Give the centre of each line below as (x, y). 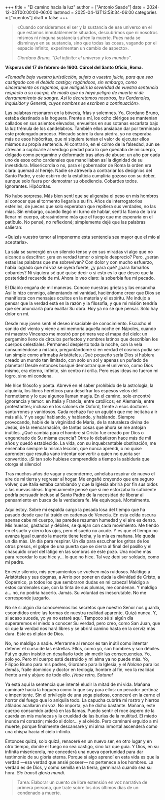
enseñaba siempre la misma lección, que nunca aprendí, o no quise (73, 448)
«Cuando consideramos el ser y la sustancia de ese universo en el (84, 27)
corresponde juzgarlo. (28, 598)
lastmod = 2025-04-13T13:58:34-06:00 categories (105, 12)
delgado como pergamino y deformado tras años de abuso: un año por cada (82, 155)
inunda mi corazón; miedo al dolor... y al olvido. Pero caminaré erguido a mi (82, 721)
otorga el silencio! (23, 464)
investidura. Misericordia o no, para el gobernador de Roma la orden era (78, 165)
